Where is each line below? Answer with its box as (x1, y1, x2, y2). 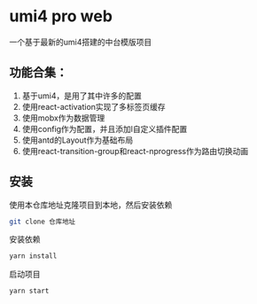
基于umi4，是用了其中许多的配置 (21, 90, 142, 101)
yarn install (9, 252, 58, 261)
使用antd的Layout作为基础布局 (21, 135, 134, 145)
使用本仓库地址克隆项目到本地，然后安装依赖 (9, 199, 173, 210)
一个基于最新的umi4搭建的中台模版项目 (9, 36, 152, 47)
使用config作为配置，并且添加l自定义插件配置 (21, 123, 188, 134)
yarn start (9, 286, 50, 296)
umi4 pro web (9, 6, 113, 27)
